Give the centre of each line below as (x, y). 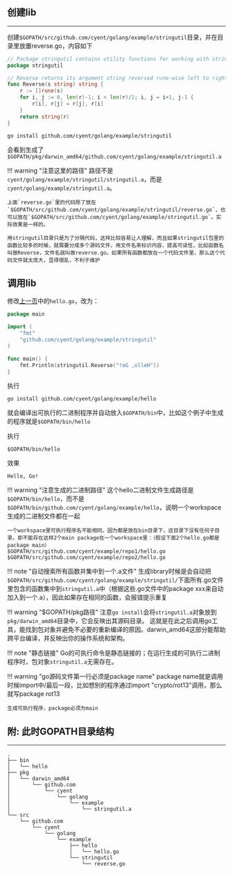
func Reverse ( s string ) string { (55, 84)
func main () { (28, 359)
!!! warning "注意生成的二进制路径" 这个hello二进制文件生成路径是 (101, 490)
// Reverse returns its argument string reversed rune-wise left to (108, 78)
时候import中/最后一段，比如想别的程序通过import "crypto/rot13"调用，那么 (115, 685)
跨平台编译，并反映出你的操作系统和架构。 (68, 638)
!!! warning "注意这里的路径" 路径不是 (60, 170)
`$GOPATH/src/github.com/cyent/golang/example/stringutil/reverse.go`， (114, 210)
